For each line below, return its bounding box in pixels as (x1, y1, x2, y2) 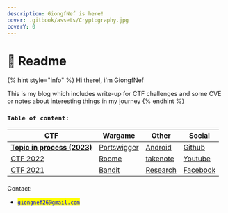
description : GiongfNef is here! (7, 10, 104, 17)
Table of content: (7, 114, 70, 123)
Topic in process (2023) (10, 142, 92, 152)
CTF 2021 (10, 165, 45, 175)
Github (183, 142, 205, 152)
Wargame (102, 130, 136, 140)
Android (145, 142, 172, 152)
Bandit (99, 165, 120, 175)
